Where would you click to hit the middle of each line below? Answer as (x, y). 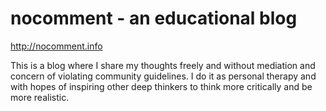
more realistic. (40, 97)
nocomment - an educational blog (154, 18)
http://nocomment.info (56, 46)
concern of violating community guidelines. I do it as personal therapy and (163, 76)
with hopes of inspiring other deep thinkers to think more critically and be (161, 86)
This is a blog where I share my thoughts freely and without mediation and (163, 65)
